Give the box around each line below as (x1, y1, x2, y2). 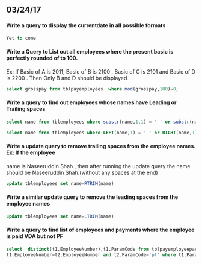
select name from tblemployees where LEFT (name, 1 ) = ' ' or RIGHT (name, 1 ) (6, 130, 198, 136)
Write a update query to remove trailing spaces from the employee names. (6, 143, 195, 150)
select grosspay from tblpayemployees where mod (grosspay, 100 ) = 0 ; (6, 86, 179, 92)
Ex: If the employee (6, 149, 55, 156)
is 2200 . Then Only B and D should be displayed (6, 74, 127, 81)
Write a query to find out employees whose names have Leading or (6, 99, 177, 106)
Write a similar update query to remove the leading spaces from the (6, 193, 179, 201)
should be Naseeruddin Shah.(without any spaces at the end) (6, 169, 158, 176)
